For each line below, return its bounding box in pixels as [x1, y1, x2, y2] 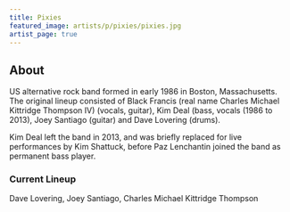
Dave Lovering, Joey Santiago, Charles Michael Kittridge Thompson [9, 193, 259, 204]
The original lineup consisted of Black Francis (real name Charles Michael [9, 95, 280, 107]
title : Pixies [9, 12, 62, 22]
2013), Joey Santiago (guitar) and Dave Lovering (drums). [9, 115, 221, 126]
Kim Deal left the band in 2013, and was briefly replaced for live [9, 132, 243, 143]
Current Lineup [9, 173, 77, 185]
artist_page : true [9, 29, 78, 38]
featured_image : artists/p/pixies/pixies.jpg [9, 21, 181, 30]
